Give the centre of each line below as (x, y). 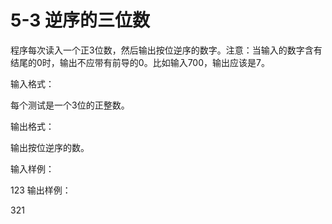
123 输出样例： (41, 190)
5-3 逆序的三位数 (80, 20)
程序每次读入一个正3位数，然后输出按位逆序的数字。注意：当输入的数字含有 (166, 50)
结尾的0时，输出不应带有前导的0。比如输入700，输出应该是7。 (140, 62)
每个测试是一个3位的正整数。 (70, 105)
